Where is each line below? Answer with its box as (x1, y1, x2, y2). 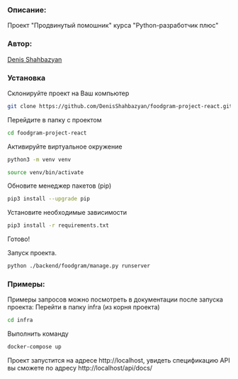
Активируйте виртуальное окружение (7, 142, 123, 151)
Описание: (7, 5, 47, 15)
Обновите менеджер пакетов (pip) (7, 181, 112, 190)
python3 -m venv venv (7, 156, 72, 163)
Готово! (7, 235, 30, 243)
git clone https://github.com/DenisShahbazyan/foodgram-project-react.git (7, 102, 233, 110)
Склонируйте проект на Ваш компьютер (7, 89, 130, 97)
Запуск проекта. (7, 249, 57, 257)
